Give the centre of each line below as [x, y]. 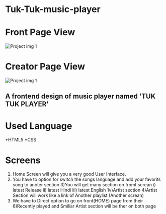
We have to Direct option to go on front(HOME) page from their [78, 201]
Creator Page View [45, 67]
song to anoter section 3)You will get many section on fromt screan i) [84, 185]
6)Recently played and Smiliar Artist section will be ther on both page [84, 206]
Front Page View [40, 32]
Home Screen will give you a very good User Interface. [69, 174]
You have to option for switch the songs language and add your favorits [87, 179]
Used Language [39, 126]
